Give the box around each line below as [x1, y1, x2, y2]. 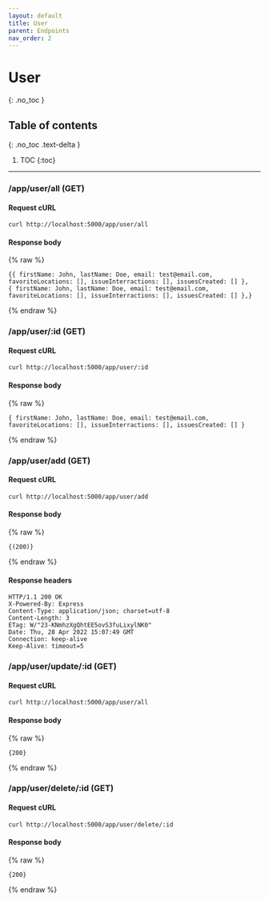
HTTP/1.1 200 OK [8, 593, 62, 602]
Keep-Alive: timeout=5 [8, 643, 84, 651]
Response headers [8, 575, 72, 585]
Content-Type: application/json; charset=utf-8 [8, 607, 171, 615]
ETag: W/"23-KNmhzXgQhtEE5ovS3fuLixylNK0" [8, 621, 152, 630]
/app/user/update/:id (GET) [8, 661, 118, 672]
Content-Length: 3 [8, 615, 70, 623]
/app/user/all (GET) [8, 182, 86, 193]
